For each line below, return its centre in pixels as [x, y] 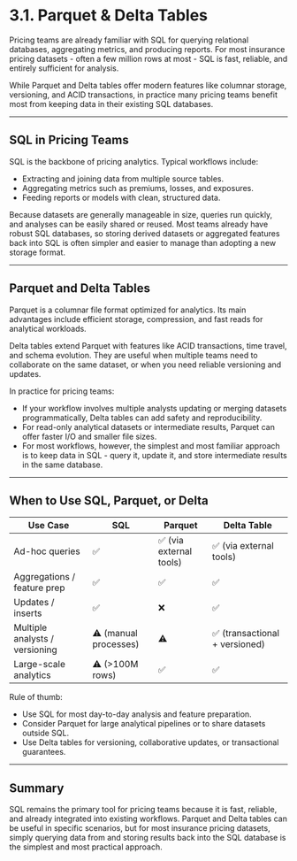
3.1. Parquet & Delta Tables [109, 15]
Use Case [49, 526]
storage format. [38, 252]
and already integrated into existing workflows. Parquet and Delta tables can [148, 819]
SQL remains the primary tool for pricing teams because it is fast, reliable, [143, 810]
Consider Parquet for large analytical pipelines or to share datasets [144, 724]
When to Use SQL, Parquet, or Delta [109, 500]
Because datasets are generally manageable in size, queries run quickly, [141, 214]
